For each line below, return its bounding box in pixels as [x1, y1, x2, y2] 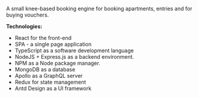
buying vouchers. [6, 11, 49, 18]
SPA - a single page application [14, 41, 92, 48]
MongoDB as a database [14, 66, 76, 73]
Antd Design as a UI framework [14, 85, 92, 91]
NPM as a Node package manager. [14, 59, 100, 67]
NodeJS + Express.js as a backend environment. [14, 53, 134, 60]
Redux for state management [14, 78, 86, 86]
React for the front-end [14, 34, 72, 41]
